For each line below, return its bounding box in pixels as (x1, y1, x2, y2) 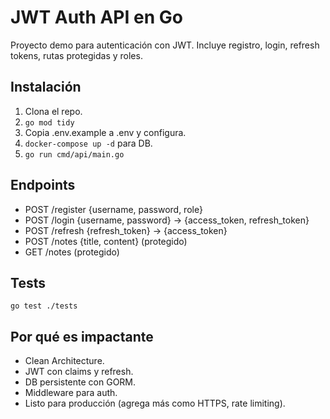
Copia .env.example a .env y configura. (24, 126, 187, 138)
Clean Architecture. (24, 355, 105, 367)
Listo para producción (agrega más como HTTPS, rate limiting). (24, 397, 286, 410)
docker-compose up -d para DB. (24, 137, 153, 149)
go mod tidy (24, 117, 75, 128)
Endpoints (10, 177, 76, 194)
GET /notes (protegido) (24, 246, 120, 258)
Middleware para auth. (24, 387, 118, 399)
